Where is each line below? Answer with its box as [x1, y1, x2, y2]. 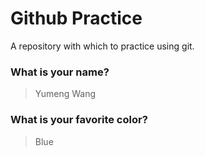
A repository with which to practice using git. [10, 40, 195, 52]
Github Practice [10, 7, 143, 30]
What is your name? [10, 65, 110, 79]
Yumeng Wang [34, 88, 97, 100]
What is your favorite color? [10, 113, 148, 127]
